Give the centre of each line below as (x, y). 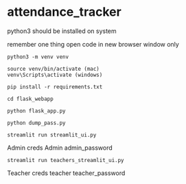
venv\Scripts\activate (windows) (55, 75)
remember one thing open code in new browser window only (93, 44)
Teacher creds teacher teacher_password (66, 173)
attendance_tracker (64, 12)
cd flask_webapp (30, 99)
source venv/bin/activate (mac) (53, 69)
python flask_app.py (37, 111)
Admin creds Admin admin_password (60, 148)
